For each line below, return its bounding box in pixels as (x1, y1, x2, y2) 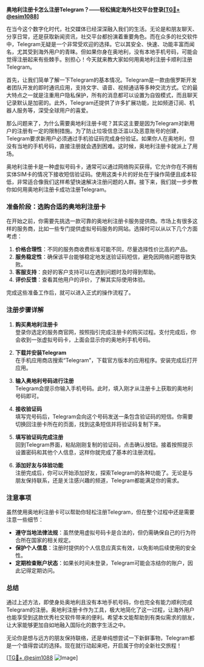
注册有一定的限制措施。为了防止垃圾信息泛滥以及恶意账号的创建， (16, 127, 182, 134)
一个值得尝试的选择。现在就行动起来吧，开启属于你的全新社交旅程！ (11, 642, 182, 649)
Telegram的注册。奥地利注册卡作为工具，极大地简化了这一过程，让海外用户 (6, 606, 195, 613)
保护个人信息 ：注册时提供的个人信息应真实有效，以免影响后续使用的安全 (15, 544, 196, 551)
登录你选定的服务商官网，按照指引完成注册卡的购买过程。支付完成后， (15, 328, 191, 335)
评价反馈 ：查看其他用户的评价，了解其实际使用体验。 (15, 276, 149, 284)
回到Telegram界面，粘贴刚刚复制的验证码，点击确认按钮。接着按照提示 (15, 441, 193, 448)
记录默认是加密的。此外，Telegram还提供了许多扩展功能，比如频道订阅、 (6, 99, 189, 106)
